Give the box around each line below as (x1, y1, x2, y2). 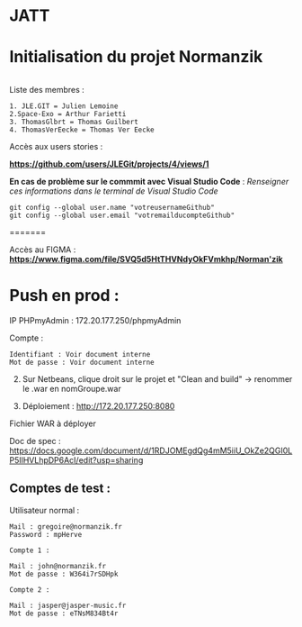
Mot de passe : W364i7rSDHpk (9, 569, 119, 578)
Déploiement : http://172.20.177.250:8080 (22, 401, 175, 412)
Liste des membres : (9, 85, 85, 95)
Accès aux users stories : (9, 141, 103, 152)
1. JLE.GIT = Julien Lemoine (9, 102, 119, 111)
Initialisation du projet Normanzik (9, 47, 263, 68)
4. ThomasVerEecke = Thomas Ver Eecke (9, 125, 155, 135)
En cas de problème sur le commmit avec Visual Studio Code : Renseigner (9, 177, 289, 187)
